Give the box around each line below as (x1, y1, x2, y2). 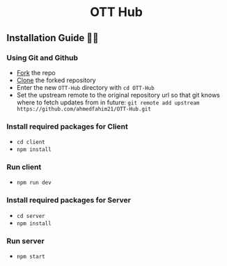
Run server (6, 236, 45, 246)
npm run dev (16, 179, 52, 187)
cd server (16, 212, 46, 219)
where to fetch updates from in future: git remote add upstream (16, 98, 200, 107)
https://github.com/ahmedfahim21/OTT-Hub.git (16, 105, 151, 112)
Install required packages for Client (6, 121, 128, 131)
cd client (16, 139, 46, 146)
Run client (6, 162, 42, 172)
